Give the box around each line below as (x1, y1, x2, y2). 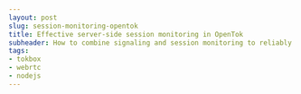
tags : (8, 47, 29, 56)
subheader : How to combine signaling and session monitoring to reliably (8, 38, 293, 47)
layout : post (8, 13, 58, 22)
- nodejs (8, 72, 42, 81)
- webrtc (8, 64, 42, 73)
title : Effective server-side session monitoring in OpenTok (8, 30, 244, 38)
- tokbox (8, 55, 42, 64)
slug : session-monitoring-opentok (8, 21, 139, 30)
